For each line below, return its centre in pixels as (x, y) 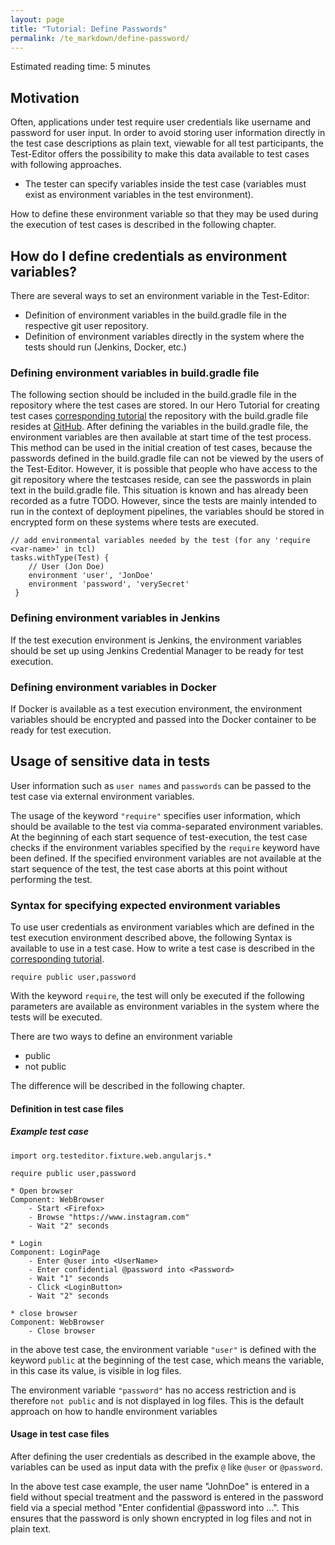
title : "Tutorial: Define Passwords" (89, 29)
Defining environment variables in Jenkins (115, 618)
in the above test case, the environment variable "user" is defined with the (163, 1349)
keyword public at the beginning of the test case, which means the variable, (167, 1360)
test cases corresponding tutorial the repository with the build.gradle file (159, 416)
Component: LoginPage (55, 1252)
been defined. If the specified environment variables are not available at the (166, 858)
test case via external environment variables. (102, 796)
